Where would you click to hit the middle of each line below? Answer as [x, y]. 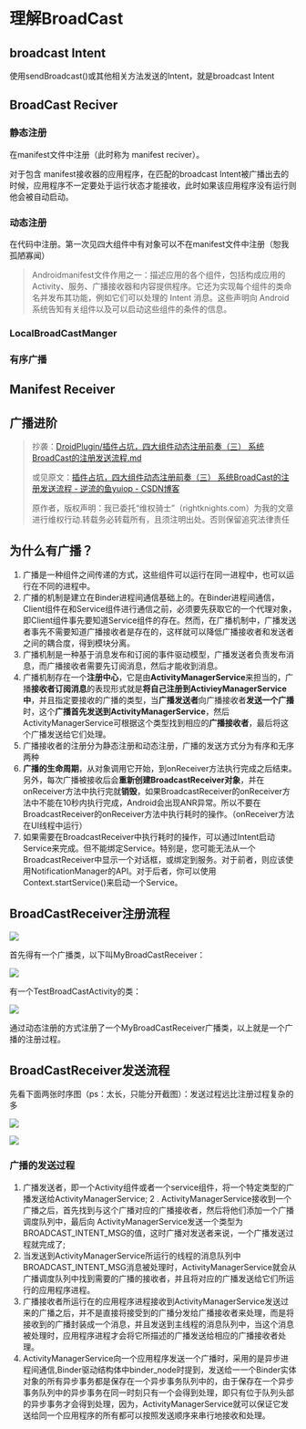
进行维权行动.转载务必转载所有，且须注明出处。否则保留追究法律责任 [160, 520]
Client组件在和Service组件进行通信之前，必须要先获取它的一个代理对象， [159, 608]
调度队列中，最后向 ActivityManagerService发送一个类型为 [133, 1221]
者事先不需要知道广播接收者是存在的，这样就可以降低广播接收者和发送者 [158, 631]
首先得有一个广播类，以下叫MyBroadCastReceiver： [107, 955]
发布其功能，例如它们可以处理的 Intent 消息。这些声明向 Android [168, 297]
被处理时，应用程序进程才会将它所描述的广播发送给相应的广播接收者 [150, 1335]
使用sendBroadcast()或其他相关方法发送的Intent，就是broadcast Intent [142, 76]
